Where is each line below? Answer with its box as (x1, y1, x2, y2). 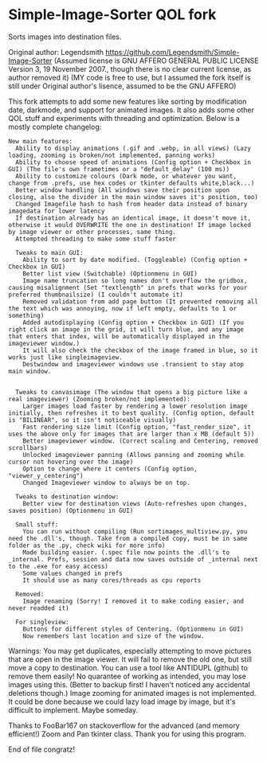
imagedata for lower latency (8, 207, 105, 215)
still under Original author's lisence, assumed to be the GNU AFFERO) (8, 81, 237, 91)
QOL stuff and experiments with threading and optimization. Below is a (8, 113, 241, 123)
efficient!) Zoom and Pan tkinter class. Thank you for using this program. (8, 729, 247, 738)
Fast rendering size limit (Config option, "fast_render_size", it (22, 423, 251, 431)
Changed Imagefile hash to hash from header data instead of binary (15, 200, 248, 208)
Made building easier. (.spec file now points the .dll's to (22, 548, 230, 557)
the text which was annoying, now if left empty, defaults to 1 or (8, 304, 238, 312)
